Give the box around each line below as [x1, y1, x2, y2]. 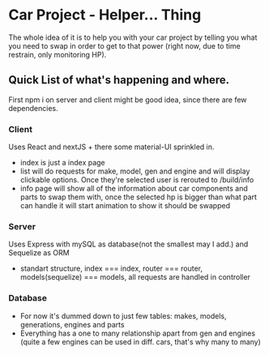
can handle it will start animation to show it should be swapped [19, 201, 231, 211]
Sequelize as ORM [8, 248, 70, 258]
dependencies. [8, 103, 58, 113]
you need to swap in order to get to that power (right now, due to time [8, 41, 241, 50]
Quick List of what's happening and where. [8, 73, 230, 87]
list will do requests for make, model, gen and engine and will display [19, 166, 250, 176]
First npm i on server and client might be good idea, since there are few [8, 95, 247, 105]
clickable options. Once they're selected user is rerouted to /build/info [19, 175, 254, 185]
